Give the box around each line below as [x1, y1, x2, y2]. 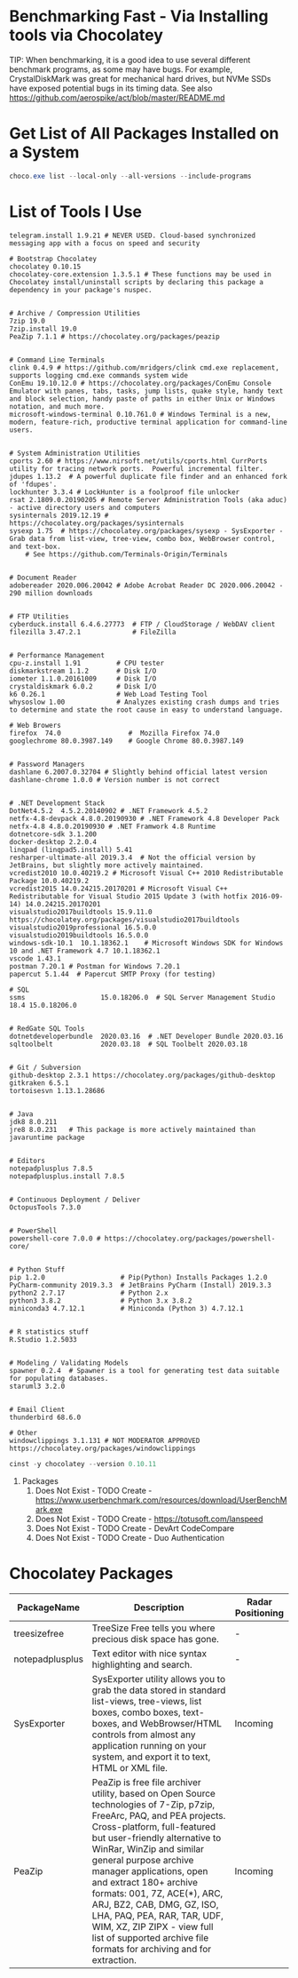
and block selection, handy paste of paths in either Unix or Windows [9, 394, 276, 403]
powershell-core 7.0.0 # [9, 1233, 101, 1243]
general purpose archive [91, 1854, 194, 1866]
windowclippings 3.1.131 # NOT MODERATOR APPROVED [9, 1436, 200, 1445]
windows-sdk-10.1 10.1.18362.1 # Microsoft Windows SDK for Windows [9, 938, 284, 947]
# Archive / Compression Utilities [9, 308, 141, 317]
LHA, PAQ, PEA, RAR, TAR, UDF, [91, 1909, 224, 1921]
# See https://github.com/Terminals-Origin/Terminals [25, 549, 228, 559]
